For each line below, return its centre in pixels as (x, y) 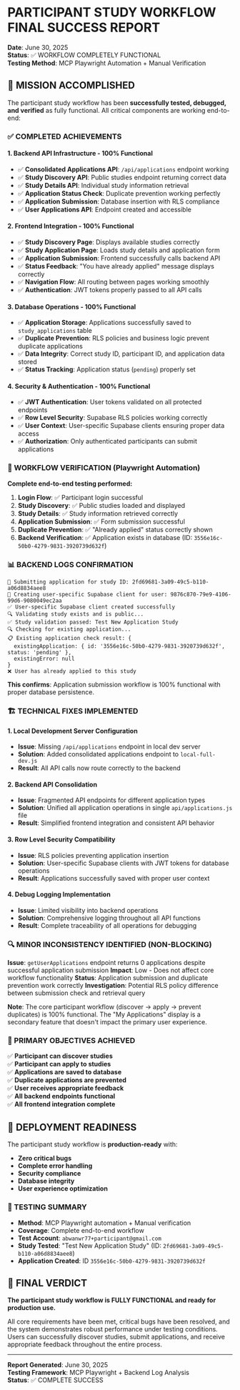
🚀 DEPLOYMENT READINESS (72, 1127)
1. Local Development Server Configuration (72, 731)
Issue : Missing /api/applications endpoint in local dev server (109, 746)
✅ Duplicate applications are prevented (67, 1080)
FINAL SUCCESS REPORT (84, 27)
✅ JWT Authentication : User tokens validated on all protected (110, 402)
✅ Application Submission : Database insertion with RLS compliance (119, 201)
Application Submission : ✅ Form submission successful (101, 521)
